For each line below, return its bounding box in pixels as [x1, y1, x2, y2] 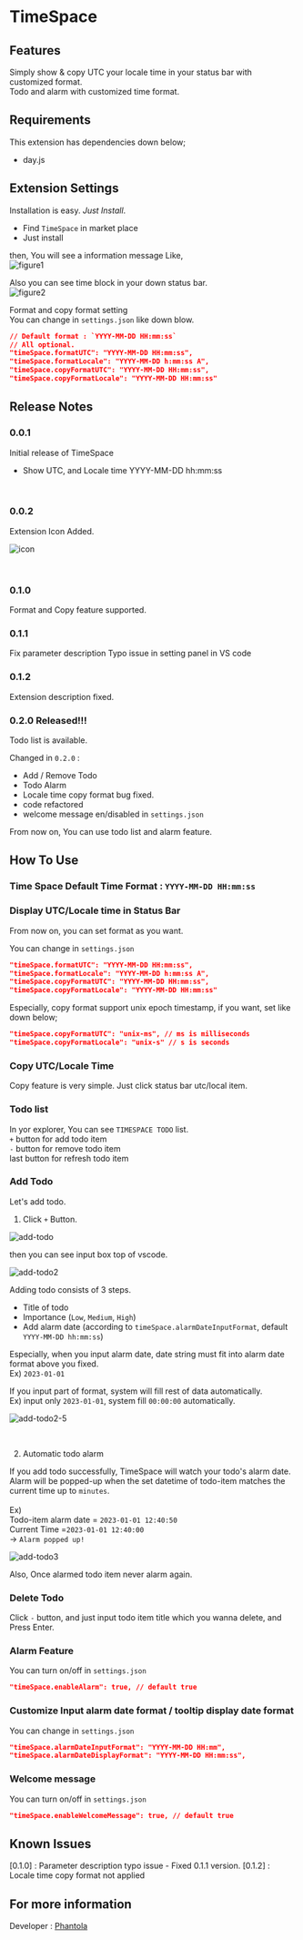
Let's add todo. [9, 1195, 66, 1207]
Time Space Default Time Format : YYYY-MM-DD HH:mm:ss [9, 880, 257, 893]
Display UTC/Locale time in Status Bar [9, 904, 181, 917]
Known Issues [9, 1836, 92, 1852]
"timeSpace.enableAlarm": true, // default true [9, 1682, 197, 1692]
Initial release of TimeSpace [9, 447, 114, 458]
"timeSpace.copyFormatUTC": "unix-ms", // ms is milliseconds [9, 1030, 250, 1039]
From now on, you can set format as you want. [9, 925, 184, 936]
